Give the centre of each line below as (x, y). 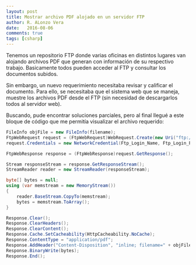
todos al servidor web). (34, 104)
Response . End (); (26, 256)
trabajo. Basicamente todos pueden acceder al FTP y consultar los (86, 68)
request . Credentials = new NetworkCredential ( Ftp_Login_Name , (83, 143)
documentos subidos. (32, 74)
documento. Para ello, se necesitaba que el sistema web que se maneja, (93, 92)
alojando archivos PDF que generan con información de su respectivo (90, 61)
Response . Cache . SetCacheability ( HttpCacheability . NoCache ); (81, 235)
